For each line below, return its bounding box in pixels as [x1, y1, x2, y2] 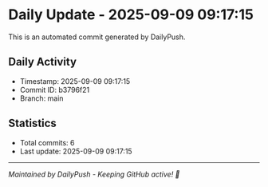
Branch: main [19, 93, 64, 103]
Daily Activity [8, 55, 77, 69]
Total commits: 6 [19, 137, 75, 147]
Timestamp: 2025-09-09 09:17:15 [19, 76, 131, 86]
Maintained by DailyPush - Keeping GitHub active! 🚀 [8, 169, 180, 179]
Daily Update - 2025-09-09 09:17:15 [8, 6, 254, 24]
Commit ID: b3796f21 [19, 85, 90, 94]
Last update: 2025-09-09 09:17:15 [19, 146, 133, 156]
